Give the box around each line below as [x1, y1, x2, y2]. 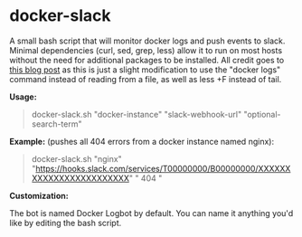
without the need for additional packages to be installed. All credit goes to [9, 54, 285, 65]
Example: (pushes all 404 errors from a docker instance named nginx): [9, 136, 274, 147]
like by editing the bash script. [9, 217, 122, 228]
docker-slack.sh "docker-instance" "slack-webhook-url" [31, 109, 242, 119]
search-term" [31, 118, 82, 129]
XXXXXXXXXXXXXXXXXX [31, 173, 129, 184]
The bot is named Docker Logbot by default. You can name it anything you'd [9, 207, 294, 218]
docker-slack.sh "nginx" [31, 153, 122, 164]
